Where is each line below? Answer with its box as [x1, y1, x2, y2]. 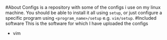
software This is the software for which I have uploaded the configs [5, 20, 149, 26]
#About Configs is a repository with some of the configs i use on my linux [5, 5, 161, 10]
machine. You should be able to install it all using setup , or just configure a [5, 10, 162, 16]
